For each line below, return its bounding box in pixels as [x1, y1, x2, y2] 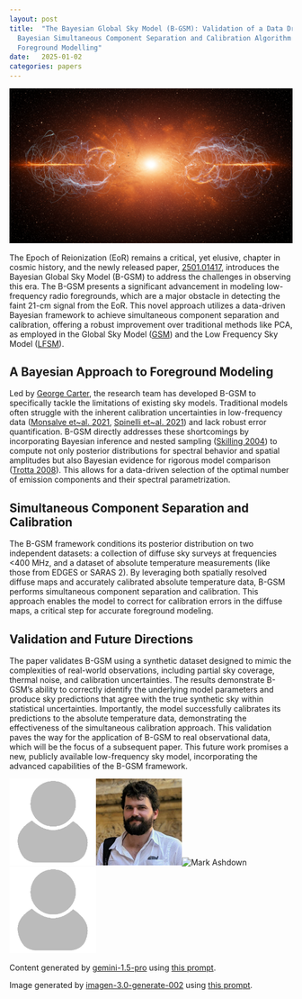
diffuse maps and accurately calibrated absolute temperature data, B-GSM [9, 577, 286, 587]
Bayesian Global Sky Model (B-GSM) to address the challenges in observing [9, 271, 291, 282]
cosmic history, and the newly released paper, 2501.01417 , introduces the [9, 261, 280, 272]
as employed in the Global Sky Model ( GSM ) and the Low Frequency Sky [9, 329, 279, 340]
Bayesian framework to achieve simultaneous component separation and [9, 309, 280, 320]
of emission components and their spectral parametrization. [9, 474, 231, 486]
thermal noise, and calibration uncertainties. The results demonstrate [9, 675, 265, 686]
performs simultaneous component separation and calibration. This [9, 586, 259, 597]
